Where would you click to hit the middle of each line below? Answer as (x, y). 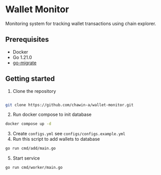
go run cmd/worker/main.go (34, 168)
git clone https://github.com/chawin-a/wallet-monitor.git (70, 105)
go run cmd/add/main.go (31, 148)
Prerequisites (27, 40)
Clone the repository (34, 91)
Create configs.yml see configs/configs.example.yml (69, 134)
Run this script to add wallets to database (56, 139)
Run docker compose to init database (52, 115)
